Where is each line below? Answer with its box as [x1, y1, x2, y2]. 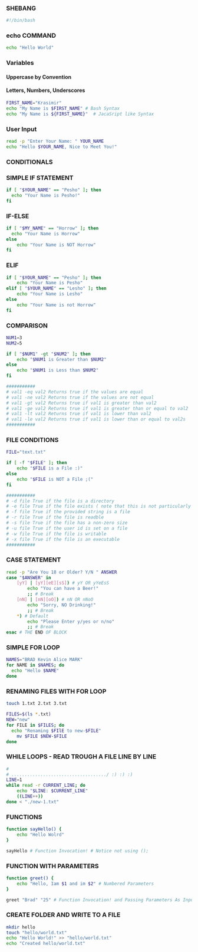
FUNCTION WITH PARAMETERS [6, 862, 99, 870]
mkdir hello [6, 924, 35, 930]
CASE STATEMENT [6, 556, 61, 564]
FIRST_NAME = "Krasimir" [6, 100, 62, 106]
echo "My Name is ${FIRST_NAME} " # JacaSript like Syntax [6, 111, 154, 117]
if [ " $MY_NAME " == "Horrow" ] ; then [6, 225, 99, 231]
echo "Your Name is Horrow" [11, 231, 81, 237]
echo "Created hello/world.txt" [6, 941, 85, 947]
